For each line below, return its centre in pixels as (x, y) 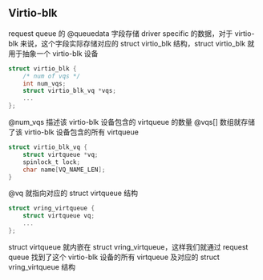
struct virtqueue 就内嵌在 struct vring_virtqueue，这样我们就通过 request (128, 246)
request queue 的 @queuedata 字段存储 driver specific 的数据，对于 (121, 33)
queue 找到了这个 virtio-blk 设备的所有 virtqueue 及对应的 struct (114, 257)
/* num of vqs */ (52, 76)
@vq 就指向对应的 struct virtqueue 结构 (73, 193)
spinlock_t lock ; (52, 162)
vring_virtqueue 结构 (42, 266)
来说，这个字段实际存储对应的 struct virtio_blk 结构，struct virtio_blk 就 (137, 43)
